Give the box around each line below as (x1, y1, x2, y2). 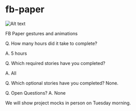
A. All (5, 70, 17, 76)
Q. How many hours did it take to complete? (5, 40, 98, 47)
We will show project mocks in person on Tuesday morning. (5, 100, 131, 106)
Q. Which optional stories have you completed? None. (5, 80, 119, 86)
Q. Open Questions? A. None (5, 90, 66, 96)
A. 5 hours (5, 50, 27, 56)
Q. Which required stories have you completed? (5, 60, 106, 66)
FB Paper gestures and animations (5, 30, 78, 36)
